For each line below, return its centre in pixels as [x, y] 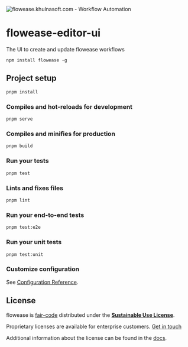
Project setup [32, 78]
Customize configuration [43, 269]
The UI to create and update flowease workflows [66, 49]
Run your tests [27, 161]
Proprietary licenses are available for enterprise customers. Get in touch [94, 326]
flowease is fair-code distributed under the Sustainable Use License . [90, 315]
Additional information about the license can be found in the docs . [87, 338]
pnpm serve [20, 119]
